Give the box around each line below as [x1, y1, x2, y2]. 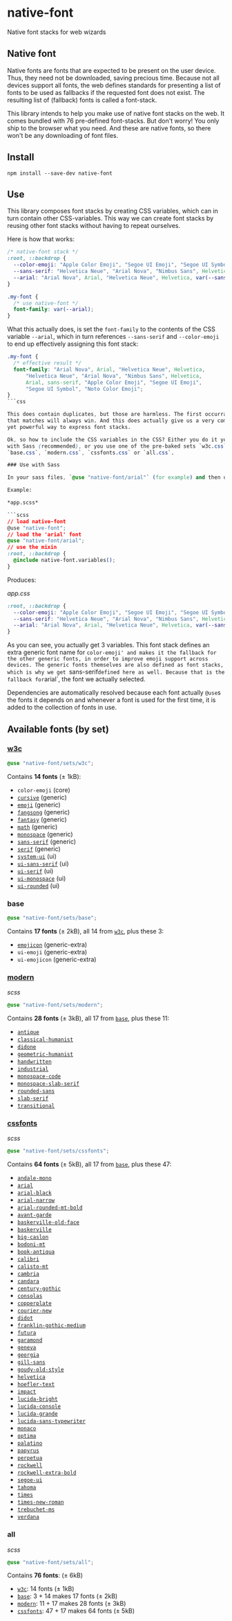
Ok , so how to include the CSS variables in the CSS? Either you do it [7, 436, 217, 443]
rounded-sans [17, 1088, 55, 1095]
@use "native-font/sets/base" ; [7, 914, 97, 921]
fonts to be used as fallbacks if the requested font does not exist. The [7, 88, 205, 96]
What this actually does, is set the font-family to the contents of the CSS [7, 325, 215, 333]
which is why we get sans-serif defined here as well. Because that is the [7, 667, 225, 676]
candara [17, 1278, 39, 1285]
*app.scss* [7, 499, 39, 506]
